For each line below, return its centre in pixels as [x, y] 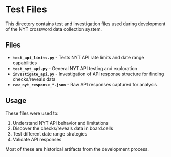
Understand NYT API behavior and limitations [60, 123]
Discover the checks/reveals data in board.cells [63, 128]
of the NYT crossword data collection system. [54, 29]
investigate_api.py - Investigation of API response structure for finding [88, 74]
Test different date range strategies [50, 133]
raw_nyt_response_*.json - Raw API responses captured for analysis [85, 84]
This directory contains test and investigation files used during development [85, 24]
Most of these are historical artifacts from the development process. [77, 149]
